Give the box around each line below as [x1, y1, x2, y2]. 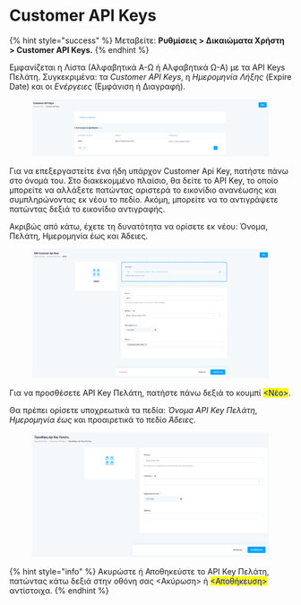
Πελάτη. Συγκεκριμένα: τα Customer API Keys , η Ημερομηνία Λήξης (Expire [9, 71, 292, 82]
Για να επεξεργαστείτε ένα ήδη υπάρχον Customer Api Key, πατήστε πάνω [9, 165, 289, 176]
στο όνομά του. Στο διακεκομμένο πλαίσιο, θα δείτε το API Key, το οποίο [9, 175, 279, 186]
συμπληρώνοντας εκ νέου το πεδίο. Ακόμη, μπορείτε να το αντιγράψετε [9, 194, 279, 204]
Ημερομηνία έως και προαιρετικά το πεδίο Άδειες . [9, 414, 196, 425]
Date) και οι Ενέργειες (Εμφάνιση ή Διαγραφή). [9, 81, 186, 91]
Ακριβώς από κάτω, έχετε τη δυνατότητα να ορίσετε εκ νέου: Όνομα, [9, 220, 269, 231]
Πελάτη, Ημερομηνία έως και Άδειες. [9, 230, 149, 241]
